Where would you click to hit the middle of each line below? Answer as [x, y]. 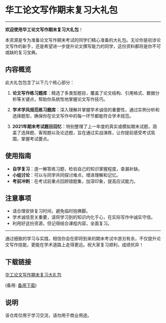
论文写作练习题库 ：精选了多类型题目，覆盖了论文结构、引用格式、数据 [84, 93]
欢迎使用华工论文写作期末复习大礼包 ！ [44, 29]
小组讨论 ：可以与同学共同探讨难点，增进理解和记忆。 [66, 175]
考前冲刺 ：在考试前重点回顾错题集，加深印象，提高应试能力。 [75, 181]
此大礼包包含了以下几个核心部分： [40, 82]
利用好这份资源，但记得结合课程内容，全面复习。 [62, 223]
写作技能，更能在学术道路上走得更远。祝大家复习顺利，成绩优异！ [76, 245]
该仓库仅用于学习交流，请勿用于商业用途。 [48, 315]
